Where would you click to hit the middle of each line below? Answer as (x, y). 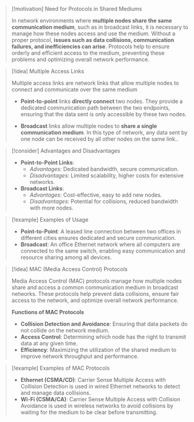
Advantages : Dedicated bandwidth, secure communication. (104, 169)
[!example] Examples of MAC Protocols (61, 368)
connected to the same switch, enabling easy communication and (103, 251)
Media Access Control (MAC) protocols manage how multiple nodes (97, 281)
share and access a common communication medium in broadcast (95, 287)
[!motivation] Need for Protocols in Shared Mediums (77, 9)
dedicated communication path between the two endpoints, (95, 108)
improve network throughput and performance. (80, 356)
